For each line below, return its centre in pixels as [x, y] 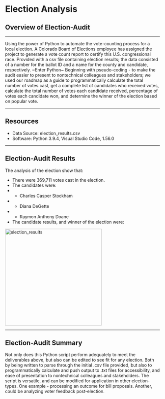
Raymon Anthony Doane [44, 216]
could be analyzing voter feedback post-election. [55, 391]
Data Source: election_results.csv [46, 133]
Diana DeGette [34, 206]
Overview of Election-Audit [48, 27]
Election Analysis [41, 9]
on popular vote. [22, 101]
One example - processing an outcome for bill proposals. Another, [85, 386]
